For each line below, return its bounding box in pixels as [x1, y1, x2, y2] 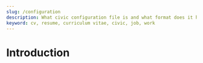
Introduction [6, 46, 70, 59]
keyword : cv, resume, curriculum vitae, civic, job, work [6, 20, 155, 26]
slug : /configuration [6, 8, 61, 15]
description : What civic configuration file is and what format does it [6, 14, 193, 20]
